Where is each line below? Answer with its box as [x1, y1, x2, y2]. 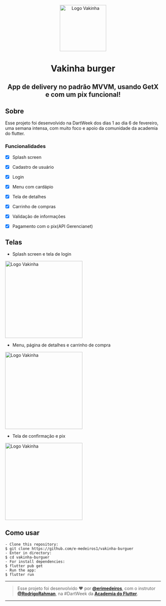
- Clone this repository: [5, 542, 58, 547]
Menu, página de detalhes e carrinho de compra [12, 342, 111, 348]
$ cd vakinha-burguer [5, 555, 50, 560]
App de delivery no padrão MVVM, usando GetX [7, 82, 159, 91]
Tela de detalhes [12, 193, 46, 199]
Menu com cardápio [12, 184, 53, 189]
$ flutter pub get [5, 563, 43, 568]
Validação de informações [12, 214, 66, 220]
